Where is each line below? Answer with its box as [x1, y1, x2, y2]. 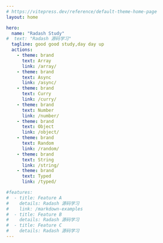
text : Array [21, 57, 51, 64]
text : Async [21, 74, 51, 80]
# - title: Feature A [6, 195, 62, 201]
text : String [21, 157, 54, 163]
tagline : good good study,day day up [11, 41, 105, 47]
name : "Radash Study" [11, 30, 65, 36]
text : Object [21, 124, 54, 130]
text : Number [21, 107, 54, 113]
